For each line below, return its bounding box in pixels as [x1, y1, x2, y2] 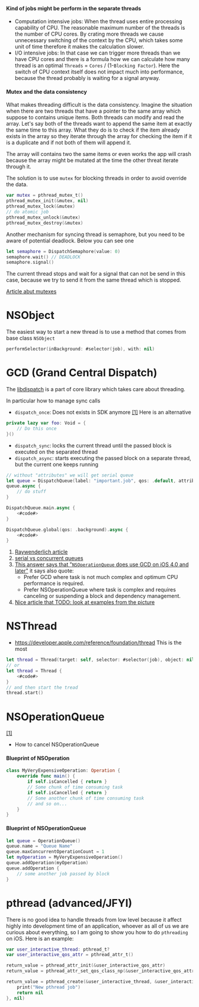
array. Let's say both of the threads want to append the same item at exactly [6, 120, 192, 127]
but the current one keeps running [14, 461, 99, 468]
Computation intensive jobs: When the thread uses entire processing [14, 18, 182, 25]
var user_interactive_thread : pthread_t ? [6, 946, 110, 952]
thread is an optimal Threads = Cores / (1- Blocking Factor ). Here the [14, 62, 179, 69]
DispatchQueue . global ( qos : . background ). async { [6, 526, 129, 533]
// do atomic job [6, 209, 49, 215]
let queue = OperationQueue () [6, 837, 81, 844]
